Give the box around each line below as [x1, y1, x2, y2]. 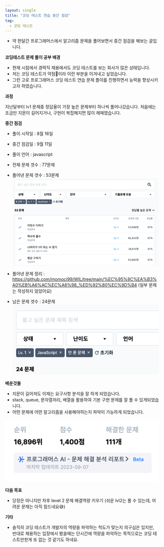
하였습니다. [21, 83, 42, 89]
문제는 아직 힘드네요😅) [21, 504, 65, 510]
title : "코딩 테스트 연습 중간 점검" [5, 13, 71, 18]
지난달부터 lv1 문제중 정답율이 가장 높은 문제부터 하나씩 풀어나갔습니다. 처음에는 [5, 104, 156, 110]
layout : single [5, 8, 36, 13]
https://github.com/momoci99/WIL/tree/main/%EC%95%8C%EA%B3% [12, 276, 157, 282]
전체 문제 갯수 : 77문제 [12, 162, 55, 168]
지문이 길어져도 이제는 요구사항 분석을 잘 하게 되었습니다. [12, 391, 121, 397]
